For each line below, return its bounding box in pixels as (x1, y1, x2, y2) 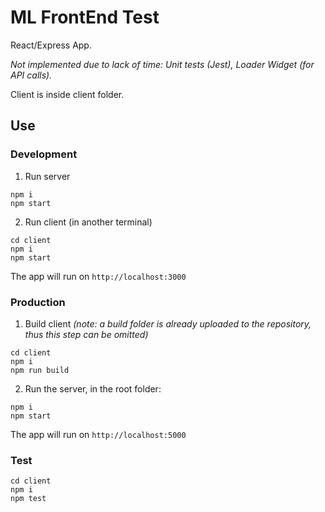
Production (10, 295, 66, 309)
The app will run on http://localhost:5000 (10, 428, 187, 440)
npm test (10, 494, 47, 504)
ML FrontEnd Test (10, 6, 160, 29)
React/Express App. (10, 39, 92, 51)
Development (10, 147, 78, 161)
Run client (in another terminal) (24, 216, 153, 228)
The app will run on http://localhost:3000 (10, 270, 187, 282)
